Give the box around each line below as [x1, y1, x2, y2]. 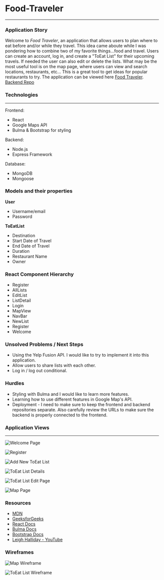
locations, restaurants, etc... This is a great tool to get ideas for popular [5, 69, 148, 75]
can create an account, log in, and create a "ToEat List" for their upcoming [5, 53, 155, 59]
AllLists [12, 287, 27, 293]
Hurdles [5, 380, 24, 387]
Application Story [5, 26, 48, 33]
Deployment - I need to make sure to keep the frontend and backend [12, 401, 150, 407]
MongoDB [12, 170, 33, 176]
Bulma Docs [12, 526, 37, 532]
